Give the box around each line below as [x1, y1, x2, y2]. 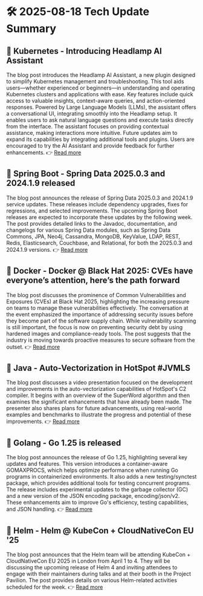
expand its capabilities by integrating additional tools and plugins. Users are [6, 136, 195, 143]
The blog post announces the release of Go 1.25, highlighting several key [6, 454, 188, 461]
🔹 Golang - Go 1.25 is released [6, 437, 121, 448]
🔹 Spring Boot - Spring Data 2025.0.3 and [6, 169, 166, 179]
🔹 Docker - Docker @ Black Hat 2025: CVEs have [6, 266, 193, 276]
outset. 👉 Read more [6, 343, 60, 350]
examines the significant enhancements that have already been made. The [6, 398, 192, 405]
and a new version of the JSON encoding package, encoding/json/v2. [6, 493, 180, 500]
